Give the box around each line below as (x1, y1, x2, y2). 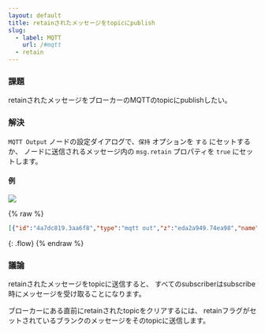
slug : (8, 26, 26, 34)
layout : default (8, 11, 62, 20)
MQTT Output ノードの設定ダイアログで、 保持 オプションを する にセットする (8, 136, 251, 146)
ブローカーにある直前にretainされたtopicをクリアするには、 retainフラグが (8, 305, 250, 315)
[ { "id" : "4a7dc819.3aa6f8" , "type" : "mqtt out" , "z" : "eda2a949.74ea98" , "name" (8, 224, 259, 232)
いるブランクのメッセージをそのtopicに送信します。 (42, 316, 211, 325)
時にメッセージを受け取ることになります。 (8, 289, 146, 298)
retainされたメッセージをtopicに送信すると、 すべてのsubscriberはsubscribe (8, 278, 256, 289)
